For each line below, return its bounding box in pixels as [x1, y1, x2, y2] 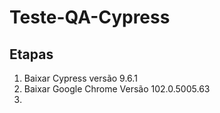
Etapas [9, 46, 54, 63]
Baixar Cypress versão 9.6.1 [23, 72, 138, 84]
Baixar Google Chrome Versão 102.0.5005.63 [23, 83, 211, 95]
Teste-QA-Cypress [9, 6, 171, 29]
